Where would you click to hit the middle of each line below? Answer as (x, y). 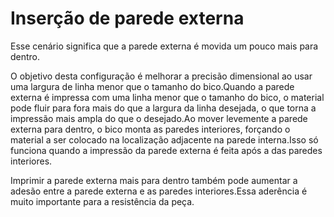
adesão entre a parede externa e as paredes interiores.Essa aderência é (159, 191)
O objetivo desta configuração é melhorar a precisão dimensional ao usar (161, 76)
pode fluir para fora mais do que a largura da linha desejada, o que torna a (163, 108)
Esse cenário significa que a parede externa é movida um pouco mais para (164, 46)
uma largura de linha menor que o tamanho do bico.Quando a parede (152, 86)
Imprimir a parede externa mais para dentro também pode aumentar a (154, 180)
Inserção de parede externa (127, 18)
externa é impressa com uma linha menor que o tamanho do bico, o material (167, 97)
